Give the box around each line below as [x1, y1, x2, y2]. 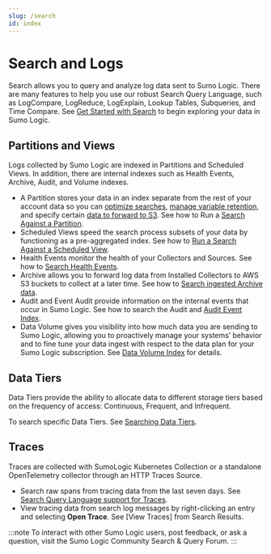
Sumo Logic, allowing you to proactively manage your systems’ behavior [19, 331, 262, 340]
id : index [8, 19, 42, 27]
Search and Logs [8, 54, 124, 73]
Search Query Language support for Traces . [19, 494, 168, 504]
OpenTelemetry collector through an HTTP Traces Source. [8, 470, 202, 480]
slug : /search [8, 11, 57, 20]
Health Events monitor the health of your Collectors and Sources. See [19, 253, 252, 263]
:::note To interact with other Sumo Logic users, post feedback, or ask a [8, 527, 248, 537]
